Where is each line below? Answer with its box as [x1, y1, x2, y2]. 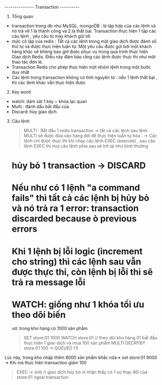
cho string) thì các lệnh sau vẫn [11, 256, 142, 267]
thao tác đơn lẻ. [11, 59, 43, 65]
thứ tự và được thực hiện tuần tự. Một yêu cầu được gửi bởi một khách [11, 44, 152, 49]
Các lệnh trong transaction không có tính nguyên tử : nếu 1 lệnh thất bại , [11, 75, 158, 80]
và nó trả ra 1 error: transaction [11, 203, 139, 214]
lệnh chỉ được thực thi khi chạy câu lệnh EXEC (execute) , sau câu [23, 138, 156, 144]
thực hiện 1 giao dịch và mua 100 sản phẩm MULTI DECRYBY [23, 340, 145, 346]
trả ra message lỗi [11, 277, 86, 288]
